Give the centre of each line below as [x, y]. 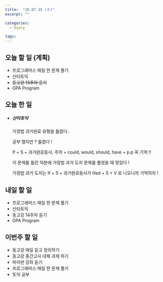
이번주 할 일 [22, 237]
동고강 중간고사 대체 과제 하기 [40, 256]
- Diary [17, 27]
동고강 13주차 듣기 [30, 82]
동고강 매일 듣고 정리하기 [36, 250]
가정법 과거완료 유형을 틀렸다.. [41, 131]
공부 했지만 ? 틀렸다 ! [32, 142]
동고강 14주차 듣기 [30, 215]
